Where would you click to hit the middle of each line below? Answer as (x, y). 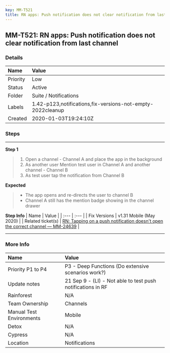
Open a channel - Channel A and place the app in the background (94, 159)
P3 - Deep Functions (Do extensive (107, 266)
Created (17, 119)
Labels (16, 107)
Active (39, 88)
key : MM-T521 (19, 10)
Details (14, 57)
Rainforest (20, 295)
